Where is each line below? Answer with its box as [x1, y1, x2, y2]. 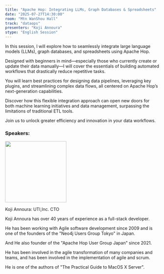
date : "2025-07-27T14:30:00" [5, 12, 65, 17]
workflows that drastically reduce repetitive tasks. [5, 68, 106, 74]
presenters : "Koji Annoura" [5, 25, 63, 30]
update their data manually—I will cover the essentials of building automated [5, 63, 159, 69]
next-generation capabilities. [5, 89, 63, 94]
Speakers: [5, 130, 30, 137]
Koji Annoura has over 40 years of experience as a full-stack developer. [5, 216, 150, 222]
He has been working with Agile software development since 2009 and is [5, 226, 153, 231]
